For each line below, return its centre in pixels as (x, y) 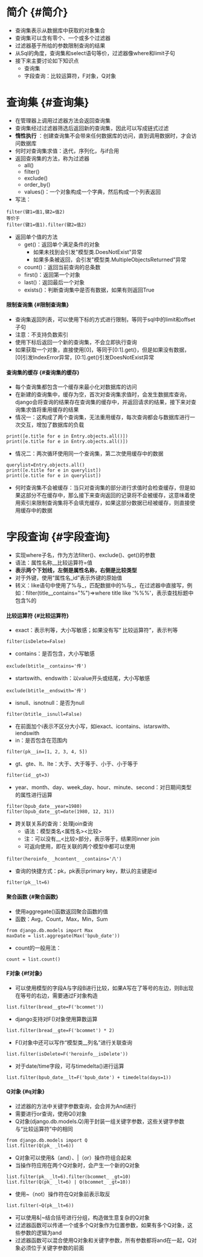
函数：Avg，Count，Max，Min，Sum (61, 919)
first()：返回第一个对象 (52, 275)
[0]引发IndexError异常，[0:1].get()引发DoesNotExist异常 (84, 358)
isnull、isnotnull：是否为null (50, 703)
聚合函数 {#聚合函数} (32, 897)
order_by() (37, 184)
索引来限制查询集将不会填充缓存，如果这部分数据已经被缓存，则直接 (105, 503)
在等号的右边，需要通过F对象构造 (56, 995)
